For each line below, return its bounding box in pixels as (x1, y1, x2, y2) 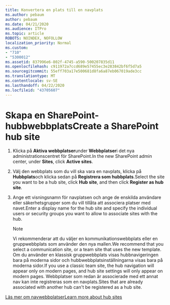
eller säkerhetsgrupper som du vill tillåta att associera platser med (12, 200, 151, 206)
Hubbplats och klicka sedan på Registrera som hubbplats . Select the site (12, 174, 165, 180)
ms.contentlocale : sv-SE (5, 78, 58, 83)
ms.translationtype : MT (5, 74, 56, 79)
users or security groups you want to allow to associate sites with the (12, 211, 158, 217)
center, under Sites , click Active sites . (12, 158, 93, 165)
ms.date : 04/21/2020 (5, 21, 49, 27)
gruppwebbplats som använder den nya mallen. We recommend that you (12, 241, 164, 247)
